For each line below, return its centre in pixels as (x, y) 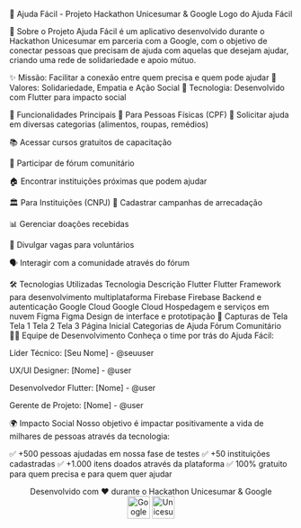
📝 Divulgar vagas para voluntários (72, 245)
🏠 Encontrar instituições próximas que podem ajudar (108, 181)
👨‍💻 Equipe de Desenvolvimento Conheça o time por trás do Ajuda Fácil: (142, 335)
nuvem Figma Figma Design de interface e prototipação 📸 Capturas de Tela (149, 316)
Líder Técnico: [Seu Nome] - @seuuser (82, 353)
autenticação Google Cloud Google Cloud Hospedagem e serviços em (139, 307)
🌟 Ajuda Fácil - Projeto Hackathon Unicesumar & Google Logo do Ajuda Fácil (151, 14)
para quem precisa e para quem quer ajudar (91, 474)
